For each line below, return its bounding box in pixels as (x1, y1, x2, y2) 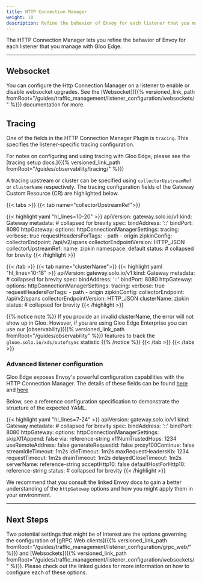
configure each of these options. (6, 569, 87, 576)
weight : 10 (6, 14, 34, 20)
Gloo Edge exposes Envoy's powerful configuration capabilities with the (6, 373, 185, 381)
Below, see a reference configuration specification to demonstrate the (6, 398, 179, 405)
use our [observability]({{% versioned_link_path (6, 326, 125, 332)
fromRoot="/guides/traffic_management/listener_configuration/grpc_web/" (6, 544, 192, 551)
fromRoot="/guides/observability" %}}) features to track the (6, 332, 155, 339)
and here (6, 386, 29, 394)
